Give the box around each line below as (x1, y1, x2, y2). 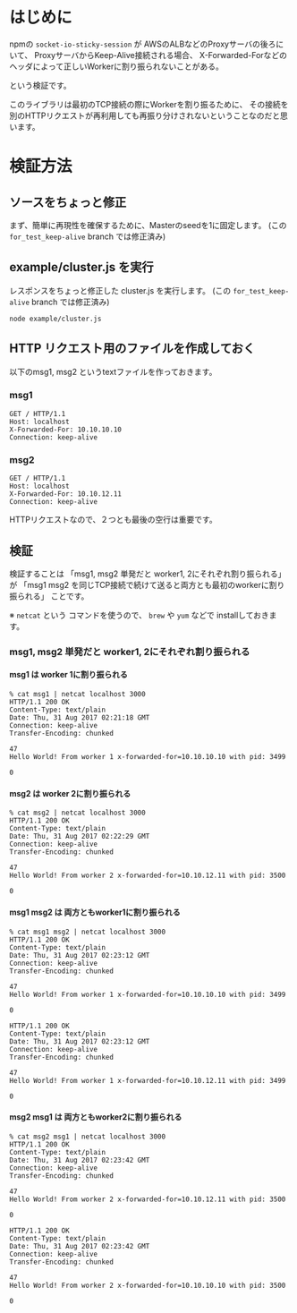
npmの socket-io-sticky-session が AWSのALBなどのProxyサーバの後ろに (9, 38, 284, 49)
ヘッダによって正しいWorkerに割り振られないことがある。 (9, 61, 224, 72)
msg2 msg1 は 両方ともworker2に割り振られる (9, 1112, 182, 1122)
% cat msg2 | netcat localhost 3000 (9, 808, 146, 818)
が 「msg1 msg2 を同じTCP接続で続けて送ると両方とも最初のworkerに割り (9, 579, 285, 590)
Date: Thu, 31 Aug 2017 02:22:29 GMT (9, 832, 150, 841)
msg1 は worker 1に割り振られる (9, 669, 128, 680)
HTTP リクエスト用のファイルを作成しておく (9, 341, 256, 356)
